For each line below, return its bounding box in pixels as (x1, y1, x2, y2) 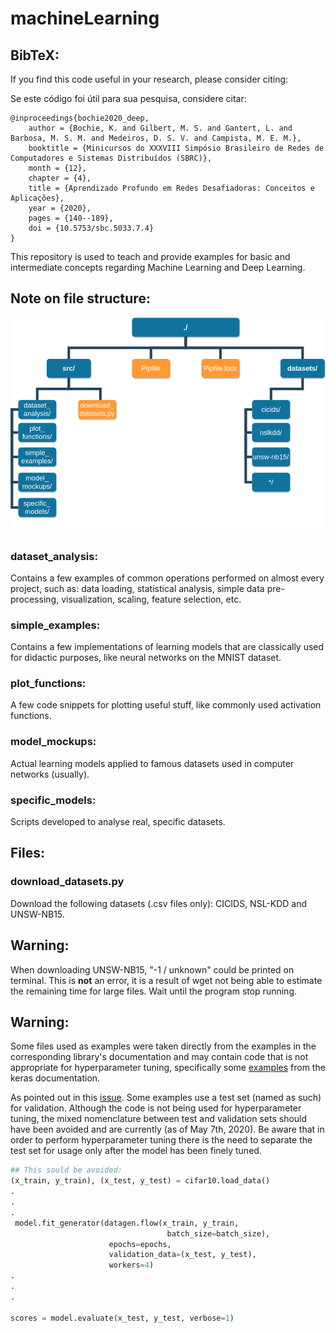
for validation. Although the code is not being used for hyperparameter (10, 1102, 302, 1114)
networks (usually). (10, 768, 90, 780)
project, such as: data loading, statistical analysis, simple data (10, 582, 265, 594)
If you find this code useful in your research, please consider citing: (10, 73, 289, 85)
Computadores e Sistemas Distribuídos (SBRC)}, (10, 153, 213, 163)
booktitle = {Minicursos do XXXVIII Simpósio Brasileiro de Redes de (28, 143, 325, 153)
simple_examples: (10, 618, 101, 632)
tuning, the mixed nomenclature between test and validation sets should (10, 1113, 308, 1125)
